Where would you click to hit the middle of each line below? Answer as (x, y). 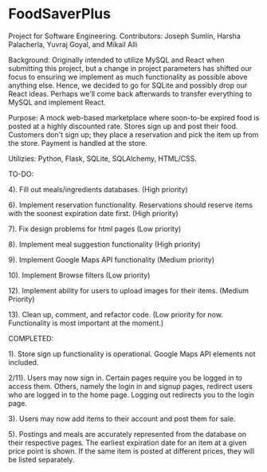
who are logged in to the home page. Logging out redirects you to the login (132, 395)
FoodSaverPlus (60, 14)
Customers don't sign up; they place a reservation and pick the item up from (133, 134)
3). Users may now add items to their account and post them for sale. (122, 419)
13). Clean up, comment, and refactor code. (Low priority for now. (116, 314)
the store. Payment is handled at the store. (78, 143)
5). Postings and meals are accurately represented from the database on (128, 434)
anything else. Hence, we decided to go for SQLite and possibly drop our (128, 85)
